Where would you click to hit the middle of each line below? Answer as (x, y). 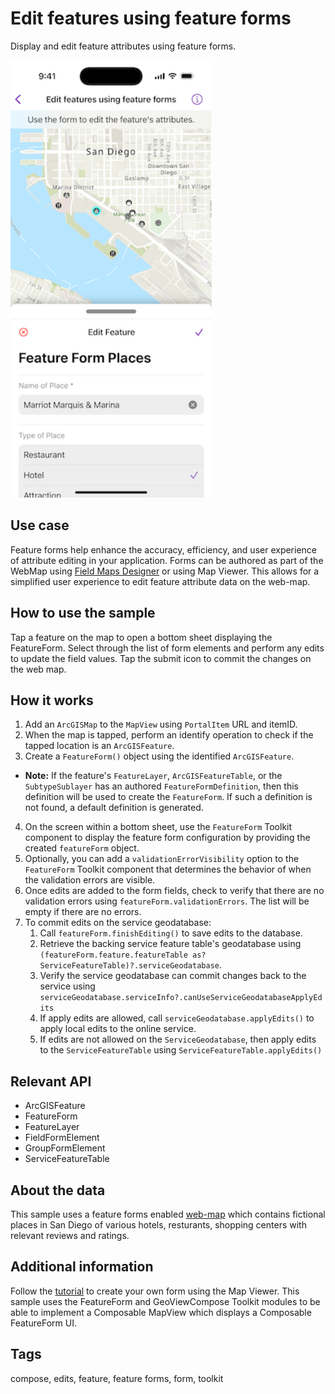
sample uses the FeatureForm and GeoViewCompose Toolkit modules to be (165, 1301)
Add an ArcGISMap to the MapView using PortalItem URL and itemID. (161, 724)
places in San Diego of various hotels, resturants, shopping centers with (158, 1225)
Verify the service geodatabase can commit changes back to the (173, 976)
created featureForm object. (82, 848)
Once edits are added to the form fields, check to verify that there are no (174, 891)
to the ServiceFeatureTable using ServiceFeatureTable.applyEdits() (181, 1050)
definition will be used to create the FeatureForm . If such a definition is (168, 797)
